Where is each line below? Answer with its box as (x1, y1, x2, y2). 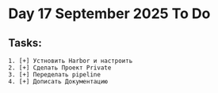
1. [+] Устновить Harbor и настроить (8, 57, 133, 65)
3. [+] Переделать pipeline (8, 71, 101, 79)
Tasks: (8, 36, 42, 50)
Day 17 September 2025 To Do (8, 5, 211, 23)
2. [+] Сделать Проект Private (8, 64, 112, 72)
